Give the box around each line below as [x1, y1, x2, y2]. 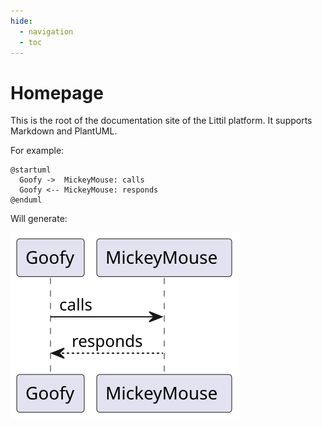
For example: [10, 145, 65, 157]
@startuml [10, 165, 52, 175]
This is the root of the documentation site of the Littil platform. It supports [10, 115, 313, 127]
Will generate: [10, 213, 68, 225]
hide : [10, 16, 33, 26]
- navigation [19, 26, 74, 37]
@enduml [10, 195, 43, 205]
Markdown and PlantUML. [10, 125, 118, 137]
